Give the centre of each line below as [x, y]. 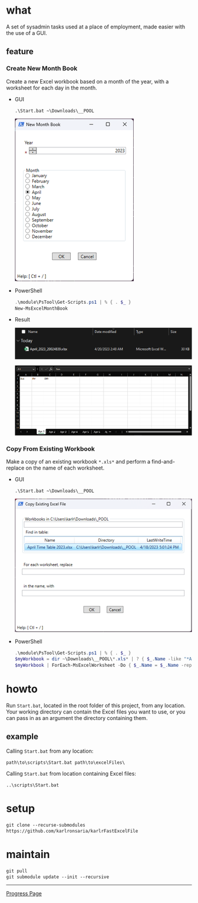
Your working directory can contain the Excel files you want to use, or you [96, 712]
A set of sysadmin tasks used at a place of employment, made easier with [96, 27]
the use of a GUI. [27, 33]
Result [22, 320]
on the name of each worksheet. [65, 468]
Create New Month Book [42, 69]
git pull [17, 871]
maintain [28, 855]
